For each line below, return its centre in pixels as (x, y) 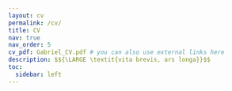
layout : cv (26, 15)
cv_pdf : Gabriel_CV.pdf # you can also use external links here (116, 52)
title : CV (25, 30)
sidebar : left (38, 74)
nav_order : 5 (30, 45)
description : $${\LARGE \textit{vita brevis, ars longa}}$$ (110, 60)
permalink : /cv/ (35, 23)
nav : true (25, 38)
